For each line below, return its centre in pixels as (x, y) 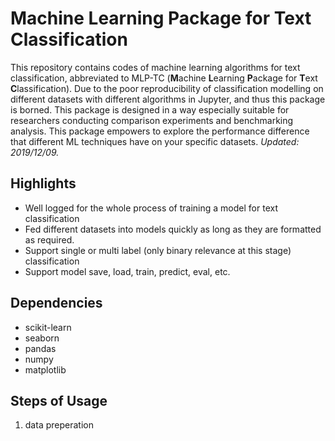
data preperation (59, 425)
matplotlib (45, 369)
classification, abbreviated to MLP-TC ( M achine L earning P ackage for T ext (164, 78)
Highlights (43, 183)
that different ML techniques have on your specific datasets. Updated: (155, 141)
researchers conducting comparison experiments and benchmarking (152, 120)
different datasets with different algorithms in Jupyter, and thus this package (168, 99)
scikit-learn (48, 327)
